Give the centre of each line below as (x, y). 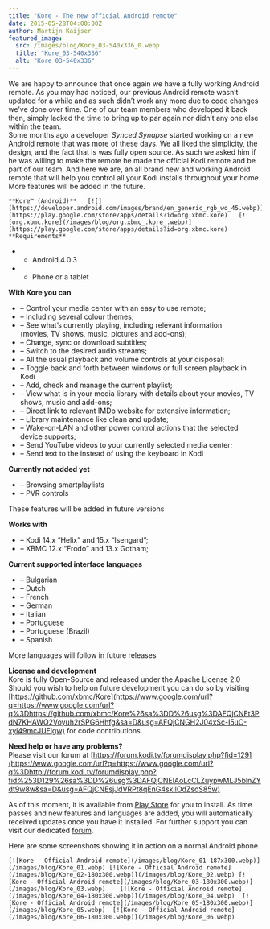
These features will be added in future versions (86, 509)
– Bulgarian (39, 580)
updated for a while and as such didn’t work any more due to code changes (133, 101)
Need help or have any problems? (65, 746)
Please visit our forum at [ (51, 754)
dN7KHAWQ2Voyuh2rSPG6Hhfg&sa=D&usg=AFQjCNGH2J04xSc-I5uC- (128, 722)
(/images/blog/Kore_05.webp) (57, 910)
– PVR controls (44, 493)
